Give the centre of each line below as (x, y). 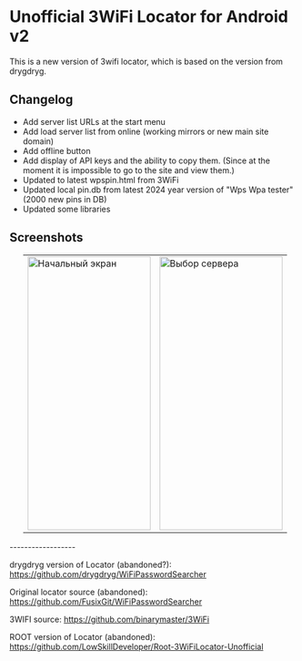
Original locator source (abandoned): (79, 592)
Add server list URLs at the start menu (94, 121)
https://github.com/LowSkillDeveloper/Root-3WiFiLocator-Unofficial (136, 646)
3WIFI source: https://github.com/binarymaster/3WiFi (110, 619)
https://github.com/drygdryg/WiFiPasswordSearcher (108, 574)
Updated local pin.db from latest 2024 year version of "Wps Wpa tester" (158, 190)
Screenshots (46, 238)
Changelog (41, 100)
